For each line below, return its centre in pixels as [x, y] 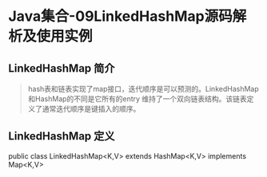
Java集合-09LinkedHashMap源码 [121, 16]
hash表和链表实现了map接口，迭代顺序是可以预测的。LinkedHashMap [143, 89]
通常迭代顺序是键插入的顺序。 [91, 109]
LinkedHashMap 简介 [62, 68]
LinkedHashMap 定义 [62, 136]
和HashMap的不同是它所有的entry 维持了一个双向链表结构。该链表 [137, 99]
